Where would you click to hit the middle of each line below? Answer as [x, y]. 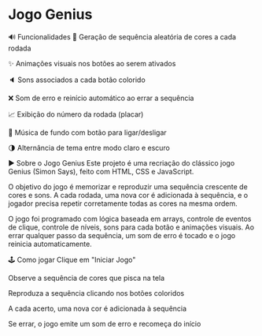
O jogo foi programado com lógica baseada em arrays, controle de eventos [130, 218]
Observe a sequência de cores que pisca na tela [87, 278]
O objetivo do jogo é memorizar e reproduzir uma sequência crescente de [128, 186]
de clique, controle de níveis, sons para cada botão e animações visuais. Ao [131, 227]
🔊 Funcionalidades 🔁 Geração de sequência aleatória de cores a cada [122, 36]
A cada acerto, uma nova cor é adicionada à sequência [98, 308]
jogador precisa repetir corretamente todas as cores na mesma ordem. [123, 203]
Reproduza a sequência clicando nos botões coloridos [96, 293]
